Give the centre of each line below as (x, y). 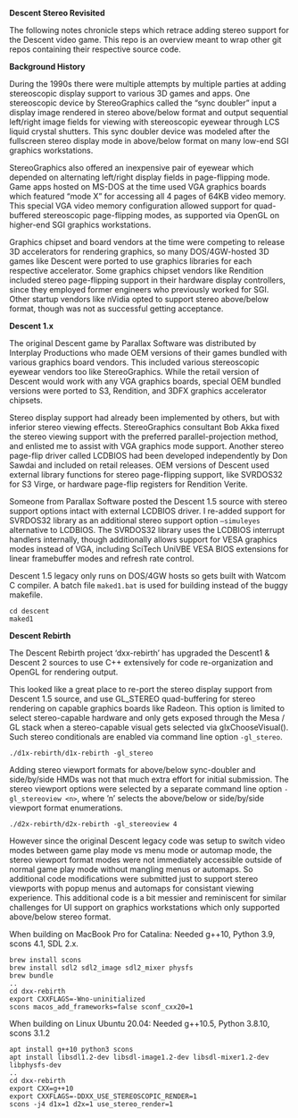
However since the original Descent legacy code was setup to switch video (147, 841)
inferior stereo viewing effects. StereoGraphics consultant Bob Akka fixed (144, 427)
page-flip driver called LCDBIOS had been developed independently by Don (149, 456)
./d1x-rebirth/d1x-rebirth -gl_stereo (81, 753)
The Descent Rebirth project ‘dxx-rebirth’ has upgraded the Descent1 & (140, 653)
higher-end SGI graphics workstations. (80, 224)
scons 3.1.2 (30, 1033)
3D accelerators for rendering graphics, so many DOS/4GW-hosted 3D (139, 251)
